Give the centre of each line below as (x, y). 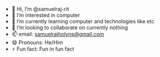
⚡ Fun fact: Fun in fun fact (43, 49)
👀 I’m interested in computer (46, 15)
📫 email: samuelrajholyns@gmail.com (58, 34)
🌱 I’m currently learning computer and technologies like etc (83, 21)
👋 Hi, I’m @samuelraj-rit (40, 9)
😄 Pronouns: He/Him (37, 42)
